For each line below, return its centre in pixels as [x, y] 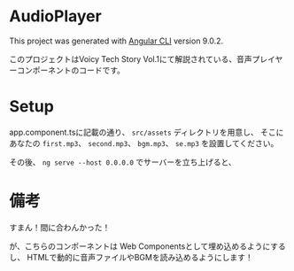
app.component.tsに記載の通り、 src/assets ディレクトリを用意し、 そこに [147, 132]
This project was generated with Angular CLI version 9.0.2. [116, 41]
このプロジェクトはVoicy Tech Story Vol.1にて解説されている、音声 [131, 58]
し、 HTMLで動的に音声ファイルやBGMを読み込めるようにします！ [132, 257]
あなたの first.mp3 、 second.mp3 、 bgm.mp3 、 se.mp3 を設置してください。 [144, 143]
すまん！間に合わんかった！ [60, 227]
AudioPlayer [55, 16]
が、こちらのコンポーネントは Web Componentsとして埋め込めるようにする [147, 246]
